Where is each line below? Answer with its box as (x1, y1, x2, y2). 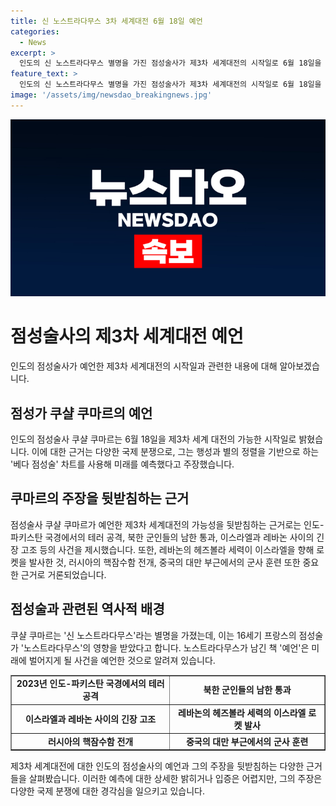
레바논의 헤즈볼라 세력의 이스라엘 (178, 706, 307, 719)
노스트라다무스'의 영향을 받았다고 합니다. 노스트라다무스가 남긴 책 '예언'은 (23, 641, 310, 654)
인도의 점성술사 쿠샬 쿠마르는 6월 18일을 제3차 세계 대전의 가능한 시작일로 (10, 433, 297, 445)
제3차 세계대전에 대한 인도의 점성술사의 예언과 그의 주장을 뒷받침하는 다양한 (10, 760, 305, 772)
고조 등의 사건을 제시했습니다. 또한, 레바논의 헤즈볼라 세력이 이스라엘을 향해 (20, 543, 315, 555)
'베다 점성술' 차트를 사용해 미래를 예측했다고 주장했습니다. (10, 458, 235, 470)
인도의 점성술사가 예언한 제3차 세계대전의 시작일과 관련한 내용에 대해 (10, 360, 278, 372)
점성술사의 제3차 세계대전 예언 (10, 325, 244, 348)
